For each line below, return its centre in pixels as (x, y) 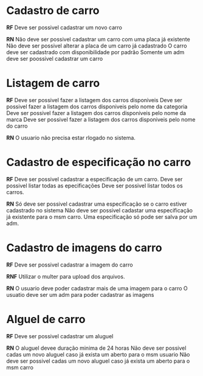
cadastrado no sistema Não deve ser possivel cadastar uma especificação (100, 210)
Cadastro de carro (53, 11)
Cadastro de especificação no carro (99, 162)
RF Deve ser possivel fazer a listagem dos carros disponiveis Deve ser (94, 100)
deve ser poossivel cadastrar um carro (55, 58)
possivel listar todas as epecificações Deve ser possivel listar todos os (95, 186)
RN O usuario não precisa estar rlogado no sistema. (71, 138)
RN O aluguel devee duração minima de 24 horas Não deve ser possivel (96, 348)
